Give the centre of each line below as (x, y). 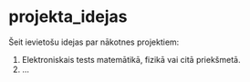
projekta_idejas (68, 17)
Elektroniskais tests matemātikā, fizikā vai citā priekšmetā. (131, 59)
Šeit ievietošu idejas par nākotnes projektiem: (94, 42)
